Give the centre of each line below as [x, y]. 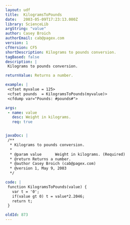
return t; [22, 201]
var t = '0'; [26, 192]
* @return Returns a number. [40, 159]
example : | [17, 85]
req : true [22, 122]
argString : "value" [26, 29]
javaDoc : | [17, 136]
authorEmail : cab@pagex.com [35, 38]
